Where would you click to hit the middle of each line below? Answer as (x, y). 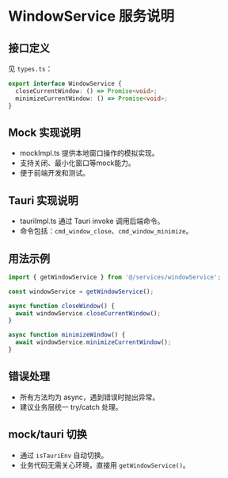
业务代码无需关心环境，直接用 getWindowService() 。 (104, 465)
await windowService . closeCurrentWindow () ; (88, 313)
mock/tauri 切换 (48, 435)
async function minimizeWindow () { (67, 335)
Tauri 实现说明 (44, 200)
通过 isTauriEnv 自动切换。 (64, 455)
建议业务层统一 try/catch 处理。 (71, 407)
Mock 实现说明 (44, 132)
